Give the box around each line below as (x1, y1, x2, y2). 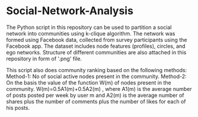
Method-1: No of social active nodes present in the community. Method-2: (6, 73, 187, 80)
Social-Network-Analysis (6, 4, 133, 18)
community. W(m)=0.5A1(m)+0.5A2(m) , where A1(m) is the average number (6, 85, 192, 92)
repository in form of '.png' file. (6, 55, 82, 62)
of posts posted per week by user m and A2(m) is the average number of (6, 92, 185, 99)
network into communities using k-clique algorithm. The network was (6, 30, 175, 37)
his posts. (6, 104, 30, 111)
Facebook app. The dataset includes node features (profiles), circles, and (6, 43, 186, 50)
